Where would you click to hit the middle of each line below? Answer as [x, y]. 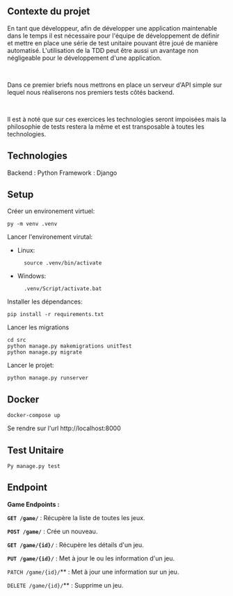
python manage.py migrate [45, 352]
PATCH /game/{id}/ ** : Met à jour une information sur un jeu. [93, 572]
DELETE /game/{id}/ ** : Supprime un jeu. [65, 585]
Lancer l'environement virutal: [50, 237]
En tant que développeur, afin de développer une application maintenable [112, 28]
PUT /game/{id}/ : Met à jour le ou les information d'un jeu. [91, 558]
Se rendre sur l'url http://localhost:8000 [64, 428]
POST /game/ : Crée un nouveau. [53, 531]
